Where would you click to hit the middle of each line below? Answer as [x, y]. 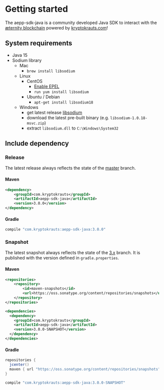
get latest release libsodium [54, 112]
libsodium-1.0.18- [129, 118]
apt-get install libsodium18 [64, 102]
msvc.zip [36, 123]
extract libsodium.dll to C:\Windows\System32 [72, 128]
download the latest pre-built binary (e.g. [68, 117]
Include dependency [37, 143]
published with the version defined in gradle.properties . [62, 258]
